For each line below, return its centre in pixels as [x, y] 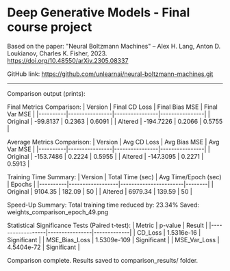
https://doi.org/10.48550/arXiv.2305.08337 [68, 60]
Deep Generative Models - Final [99, 13]
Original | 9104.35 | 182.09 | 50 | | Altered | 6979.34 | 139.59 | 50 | [100, 191]
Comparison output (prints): [46, 93]
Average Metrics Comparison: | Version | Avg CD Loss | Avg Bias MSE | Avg [113, 142]
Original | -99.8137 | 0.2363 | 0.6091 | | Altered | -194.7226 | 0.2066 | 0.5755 [115, 121]
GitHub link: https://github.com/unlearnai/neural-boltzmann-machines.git [110, 74]
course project [50, 27]
